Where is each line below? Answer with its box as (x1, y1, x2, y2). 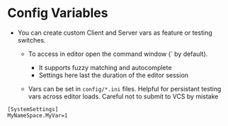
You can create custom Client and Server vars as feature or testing (17, 28, 212, 37)
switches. (17, 35, 46, 44)
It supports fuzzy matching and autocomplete (38, 63, 172, 71)
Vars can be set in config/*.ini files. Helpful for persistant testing (28, 84, 222, 93)
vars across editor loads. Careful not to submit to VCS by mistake (28, 92, 219, 101)
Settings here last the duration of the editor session (38, 71, 189, 79)
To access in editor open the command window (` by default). (28, 50, 208, 58)
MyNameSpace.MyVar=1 (7, 112, 69, 119)
